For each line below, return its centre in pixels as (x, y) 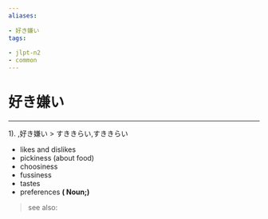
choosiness (39, 166)
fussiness (35, 175)
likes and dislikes (48, 149)
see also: (43, 207)
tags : (17, 38)
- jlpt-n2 (25, 53)
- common (23, 61)
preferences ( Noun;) (55, 192)
